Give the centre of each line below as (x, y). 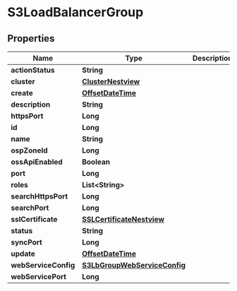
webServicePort (39, 277)
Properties (31, 38)
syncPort (26, 242)
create (22, 93)
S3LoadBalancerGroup (75, 12)
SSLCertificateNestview (123, 219)
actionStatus (33, 70)
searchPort (30, 208)
